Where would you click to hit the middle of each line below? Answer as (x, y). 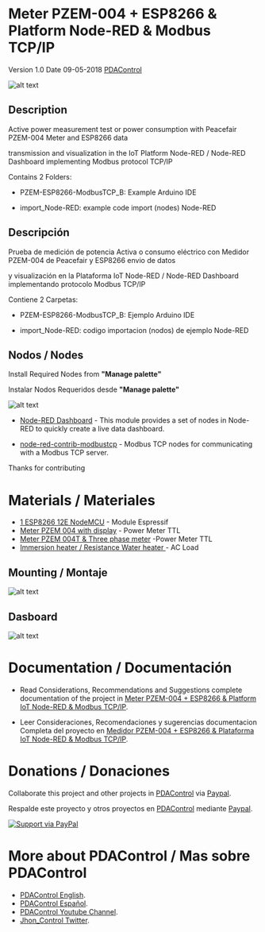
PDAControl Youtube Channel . (69, 911)
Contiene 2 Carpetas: (43, 300)
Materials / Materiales (82, 500)
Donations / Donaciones (89, 771)
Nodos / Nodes (46, 355)
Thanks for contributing (47, 468)
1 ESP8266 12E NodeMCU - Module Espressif (94, 522)
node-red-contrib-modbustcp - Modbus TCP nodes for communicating (136, 444)
